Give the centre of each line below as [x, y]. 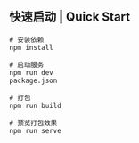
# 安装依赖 [27, 39]
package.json [33, 80]
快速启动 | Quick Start [70, 17]
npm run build [36, 105]
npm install [31, 47]
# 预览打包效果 [33, 123]
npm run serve [36, 130]
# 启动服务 [27, 65]
